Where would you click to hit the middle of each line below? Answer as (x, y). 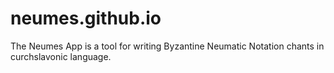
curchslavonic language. (61, 56)
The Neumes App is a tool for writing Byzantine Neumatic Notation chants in (167, 46)
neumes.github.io (86, 18)
